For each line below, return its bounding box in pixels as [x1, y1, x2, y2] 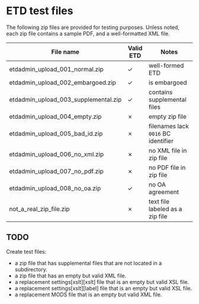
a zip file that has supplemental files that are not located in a [14, 259, 162, 267]
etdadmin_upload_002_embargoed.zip [9, 78, 117, 86]
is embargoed [148, 78, 188, 86]
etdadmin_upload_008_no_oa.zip [9, 184, 101, 192]
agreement [148, 187, 179, 196]
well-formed [148, 61, 184, 69]
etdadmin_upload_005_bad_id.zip [9, 129, 103, 137]
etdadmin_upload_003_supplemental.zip [9, 95, 122, 104]
